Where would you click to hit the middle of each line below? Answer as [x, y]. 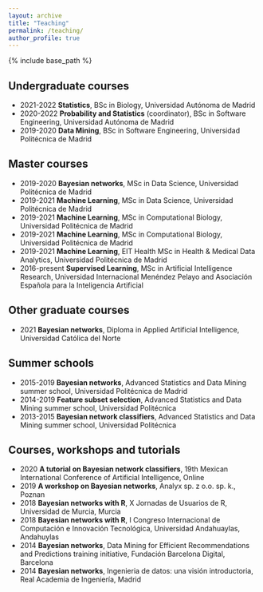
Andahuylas [39, 537]
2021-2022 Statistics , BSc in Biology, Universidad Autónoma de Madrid [137, 105]
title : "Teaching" [39, 23]
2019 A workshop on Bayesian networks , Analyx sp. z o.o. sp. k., [128, 486]
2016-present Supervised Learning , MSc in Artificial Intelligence [126, 268]
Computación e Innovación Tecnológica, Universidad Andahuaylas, [130, 529]
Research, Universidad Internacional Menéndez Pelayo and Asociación [136, 276]
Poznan [32, 495]
